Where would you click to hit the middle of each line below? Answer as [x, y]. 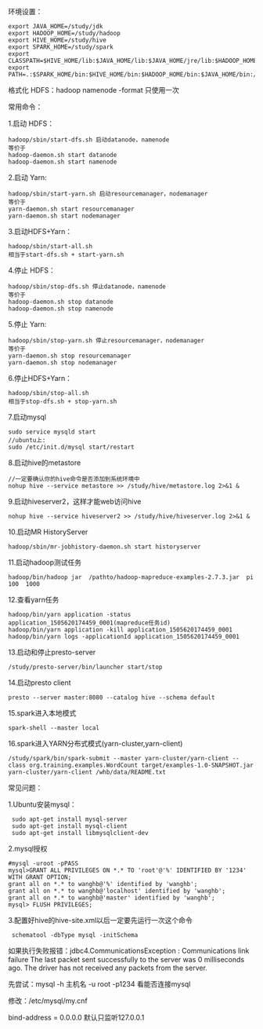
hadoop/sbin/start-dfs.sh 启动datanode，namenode [89, 140]
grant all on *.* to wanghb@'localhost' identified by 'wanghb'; [117, 891]
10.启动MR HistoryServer [48, 532]
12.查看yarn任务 [34, 600]
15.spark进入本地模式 [42, 713]
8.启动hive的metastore [45, 463]
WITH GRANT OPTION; [40, 877]
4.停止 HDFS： [32, 270]
